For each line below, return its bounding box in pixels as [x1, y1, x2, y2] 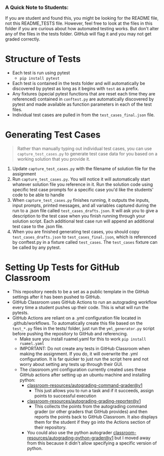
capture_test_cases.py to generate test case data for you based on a [17, 151, 158, 157]
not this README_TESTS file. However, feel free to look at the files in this [5, 20, 153, 26]
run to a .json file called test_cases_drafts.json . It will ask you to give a [12, 208, 158, 214]
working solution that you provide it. [17, 156, 90, 162]
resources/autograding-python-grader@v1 [27, 435, 114, 441]
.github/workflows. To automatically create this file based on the [12, 320, 143, 326]
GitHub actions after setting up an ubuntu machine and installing [19, 372, 150, 378]
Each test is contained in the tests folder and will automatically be [12, 81, 145, 87]
